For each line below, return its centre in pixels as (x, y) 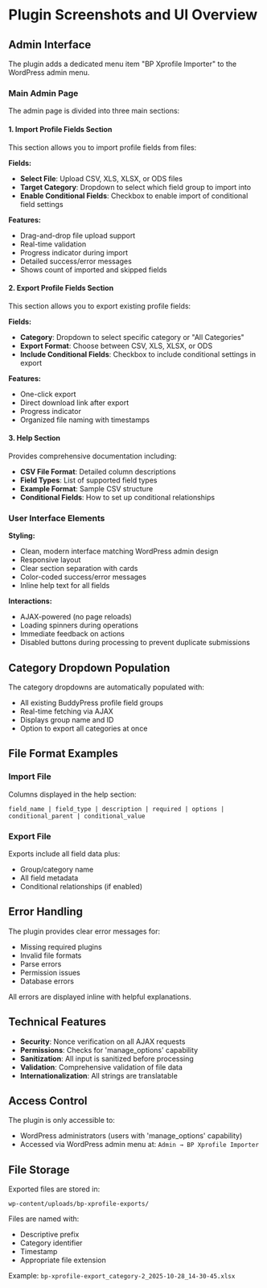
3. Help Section (35, 438)
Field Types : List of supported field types (88, 480)
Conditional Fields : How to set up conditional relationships (117, 497)
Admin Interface (50, 45)
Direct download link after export (74, 402)
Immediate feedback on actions (72, 634)
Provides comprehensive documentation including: (92, 456)
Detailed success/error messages (76, 261)
